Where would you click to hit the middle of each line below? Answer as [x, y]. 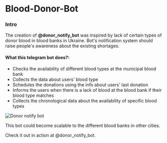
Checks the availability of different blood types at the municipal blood [84, 69]
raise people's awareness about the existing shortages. [62, 46]
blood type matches [33, 95]
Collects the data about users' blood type [55, 79]
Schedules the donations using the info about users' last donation [80, 85]
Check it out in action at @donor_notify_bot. [51, 135]
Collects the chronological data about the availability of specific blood [85, 100]
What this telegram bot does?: [37, 58]
